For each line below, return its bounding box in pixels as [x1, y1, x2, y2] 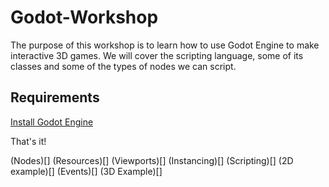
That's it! [10, 135, 47, 147]
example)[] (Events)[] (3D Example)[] [10, 165, 163, 177]
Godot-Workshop [10, 6, 159, 29]
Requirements [10, 89, 100, 106]
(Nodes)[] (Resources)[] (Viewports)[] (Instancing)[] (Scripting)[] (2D [10, 154, 294, 166]
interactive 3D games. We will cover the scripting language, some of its [10, 49, 304, 61]
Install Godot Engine [10, 116, 94, 128]
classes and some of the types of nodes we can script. [10, 60, 237, 72]
